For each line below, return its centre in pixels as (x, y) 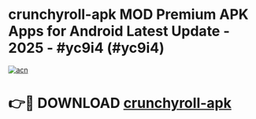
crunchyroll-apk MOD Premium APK (128, 15)
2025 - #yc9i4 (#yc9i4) (87, 48)
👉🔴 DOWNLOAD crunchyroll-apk (120, 103)
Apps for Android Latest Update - (119, 31)
